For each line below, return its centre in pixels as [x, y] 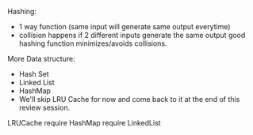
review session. [44, 107]
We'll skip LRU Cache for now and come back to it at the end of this [129, 99]
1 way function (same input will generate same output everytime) [125, 26]
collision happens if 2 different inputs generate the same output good [132, 35]
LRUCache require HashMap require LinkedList [84, 123]
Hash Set [34, 74]
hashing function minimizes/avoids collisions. [93, 43]
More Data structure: [42, 59]
